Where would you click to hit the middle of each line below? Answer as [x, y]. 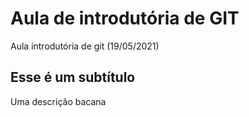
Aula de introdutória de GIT [125, 18]
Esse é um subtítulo [73, 77]
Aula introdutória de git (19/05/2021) [85, 46]
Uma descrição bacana [58, 101]
